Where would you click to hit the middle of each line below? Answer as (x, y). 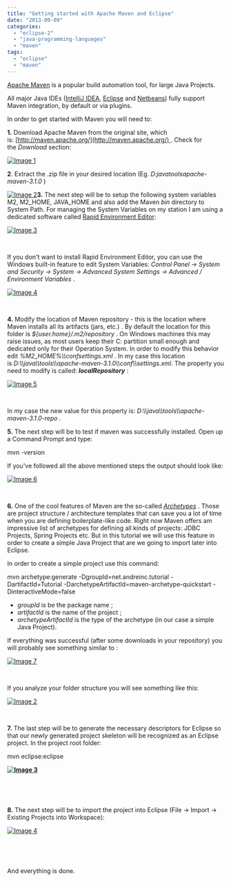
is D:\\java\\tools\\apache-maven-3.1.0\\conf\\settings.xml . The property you (115, 363)
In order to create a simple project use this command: (83, 563)
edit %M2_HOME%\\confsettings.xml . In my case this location (96, 356)
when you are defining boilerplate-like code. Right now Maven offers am (110, 520)
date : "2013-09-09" (35, 20)
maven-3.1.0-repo (32, 418)
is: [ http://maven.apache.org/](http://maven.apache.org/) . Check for (104, 140)
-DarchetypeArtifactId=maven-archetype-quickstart (137, 584)
